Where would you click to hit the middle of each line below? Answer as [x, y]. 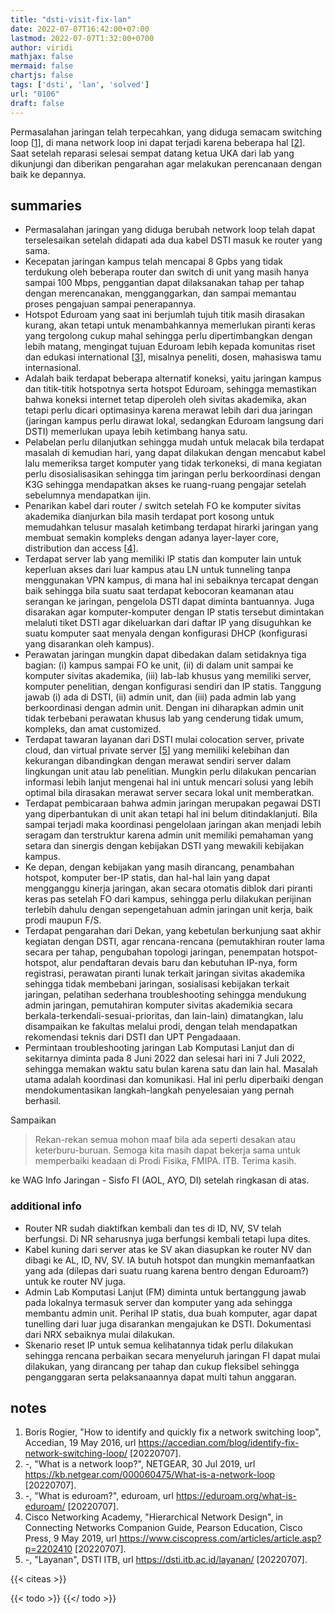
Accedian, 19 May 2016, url [80, 1443]
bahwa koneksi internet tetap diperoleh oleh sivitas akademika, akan [165, 400]
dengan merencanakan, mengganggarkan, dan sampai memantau [160, 293]
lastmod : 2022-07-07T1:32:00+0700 [82, 38]
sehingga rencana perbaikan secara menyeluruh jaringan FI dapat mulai [172, 1355]
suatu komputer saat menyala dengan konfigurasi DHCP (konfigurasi [166, 633]
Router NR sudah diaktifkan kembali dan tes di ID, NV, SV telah [153, 1228]
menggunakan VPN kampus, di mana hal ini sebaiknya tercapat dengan [171, 580]
